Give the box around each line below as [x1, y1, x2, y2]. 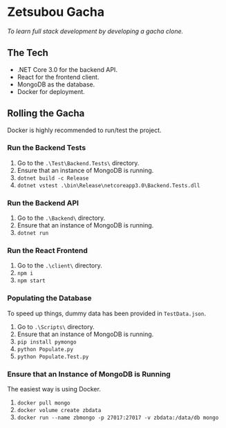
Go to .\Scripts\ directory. [17, 322, 95, 331]
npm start [17, 277, 46, 284]
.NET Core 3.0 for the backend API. [17, 65, 117, 73]
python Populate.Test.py [17, 353, 89, 360]
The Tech [7, 47, 48, 59]
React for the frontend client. [17, 73, 100, 81]
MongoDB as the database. [17, 80, 95, 89]
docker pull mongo [17, 400, 70, 407]
